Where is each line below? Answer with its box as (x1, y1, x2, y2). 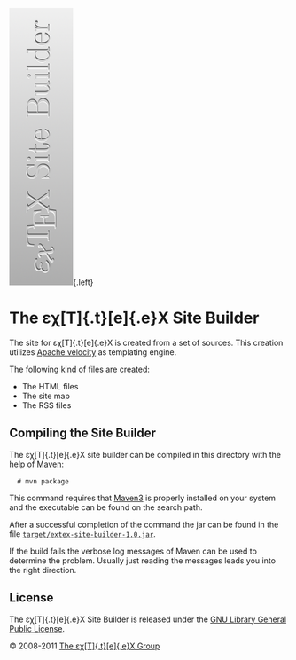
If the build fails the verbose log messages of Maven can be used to (9, 546, 257, 556)
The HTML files (21, 381, 79, 391)
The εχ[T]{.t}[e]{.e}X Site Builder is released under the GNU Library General (9, 614, 286, 625)
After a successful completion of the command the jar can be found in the (9, 519, 279, 530)
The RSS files (21, 399, 72, 411)
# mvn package (17, 476, 69, 486)
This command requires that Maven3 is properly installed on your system (9, 492, 277, 503)
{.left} (73, 277, 94, 287)
